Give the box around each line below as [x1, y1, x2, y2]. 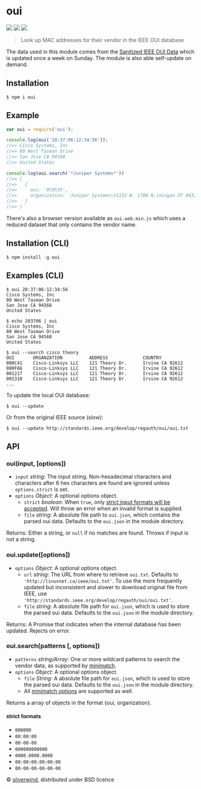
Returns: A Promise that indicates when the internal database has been [6, 620, 181, 628]
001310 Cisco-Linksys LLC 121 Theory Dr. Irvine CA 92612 [6, 376, 184, 382]
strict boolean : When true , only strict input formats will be [23, 499, 170, 506]
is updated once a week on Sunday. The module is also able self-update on [6, 54, 192, 61]
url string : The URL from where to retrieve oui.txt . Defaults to [23, 571, 178, 578]
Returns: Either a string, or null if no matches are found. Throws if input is [6, 529, 188, 536]
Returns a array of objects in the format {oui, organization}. [6, 699, 152, 706]
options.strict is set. [14, 486, 69, 493]
